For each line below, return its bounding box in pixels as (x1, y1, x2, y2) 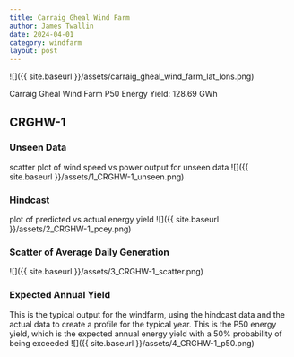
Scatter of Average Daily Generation (9, 246, 170, 258)
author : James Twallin (9, 22, 94, 30)
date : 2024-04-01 (9, 30, 74, 39)
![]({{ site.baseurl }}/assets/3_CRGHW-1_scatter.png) (9, 266, 204, 277)
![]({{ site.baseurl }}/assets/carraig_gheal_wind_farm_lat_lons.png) (9, 71, 255, 82)
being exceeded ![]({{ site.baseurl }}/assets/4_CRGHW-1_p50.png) (9, 337, 255, 348)
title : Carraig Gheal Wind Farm (9, 13, 130, 22)
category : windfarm (9, 38, 82, 48)
